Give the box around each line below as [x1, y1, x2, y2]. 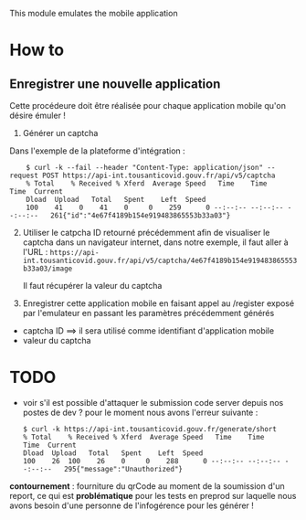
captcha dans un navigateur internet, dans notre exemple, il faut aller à [22, 237, 290, 248]
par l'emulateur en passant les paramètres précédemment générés [22, 308, 275, 318]
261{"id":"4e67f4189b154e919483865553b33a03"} [49, 211, 231, 220]
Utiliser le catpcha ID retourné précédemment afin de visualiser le [22, 228, 270, 238]
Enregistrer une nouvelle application [9, 76, 221, 91]
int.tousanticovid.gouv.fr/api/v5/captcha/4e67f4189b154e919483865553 [22, 256, 298, 265]
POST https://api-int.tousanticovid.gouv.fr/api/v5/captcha [42, 171, 276, 180]
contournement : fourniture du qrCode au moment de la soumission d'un [9, 480, 285, 492]
